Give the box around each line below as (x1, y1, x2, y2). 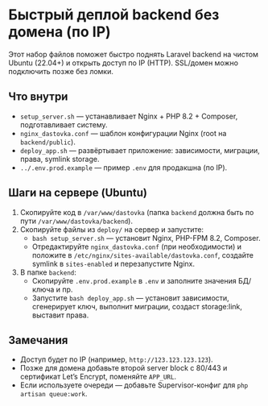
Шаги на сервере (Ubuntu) (8, 186, 147, 200)
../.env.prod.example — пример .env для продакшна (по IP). (19, 163, 228, 172)
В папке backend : (19, 267, 76, 277)
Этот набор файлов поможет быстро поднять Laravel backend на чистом (8, 49, 259, 59)
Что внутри (8, 90, 68, 104)
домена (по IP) (8, 23, 111, 41)
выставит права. (31, 310, 89, 320)
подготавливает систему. (19, 119, 108, 130)
